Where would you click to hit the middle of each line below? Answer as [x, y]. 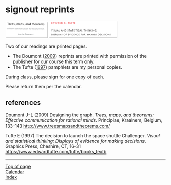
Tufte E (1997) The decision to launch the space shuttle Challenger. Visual [83, 135]
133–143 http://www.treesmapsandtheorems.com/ [58, 126]
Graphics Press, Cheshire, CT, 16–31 [43, 146]
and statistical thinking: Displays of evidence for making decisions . [76, 141]
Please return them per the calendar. [44, 87]
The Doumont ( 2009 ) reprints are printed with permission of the [79, 56]
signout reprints [40, 9]
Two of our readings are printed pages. [46, 46]
